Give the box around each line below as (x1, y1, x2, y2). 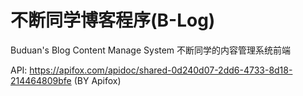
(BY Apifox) (73, 74, 122, 86)
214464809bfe (10, 74, 72, 86)
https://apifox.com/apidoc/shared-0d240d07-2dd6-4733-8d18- (29, 64, 293, 76)
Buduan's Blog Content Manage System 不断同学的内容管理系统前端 (10, 44, 292, 56)
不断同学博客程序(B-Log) (10, 9, 216, 32)
